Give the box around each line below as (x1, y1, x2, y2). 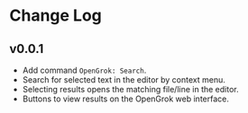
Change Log (9, 5, 102, 26)
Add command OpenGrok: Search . (22, 65, 147, 75)
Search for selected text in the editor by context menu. (22, 74, 225, 85)
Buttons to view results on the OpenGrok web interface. (22, 93, 230, 104)
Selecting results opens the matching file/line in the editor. (22, 84, 239, 94)
